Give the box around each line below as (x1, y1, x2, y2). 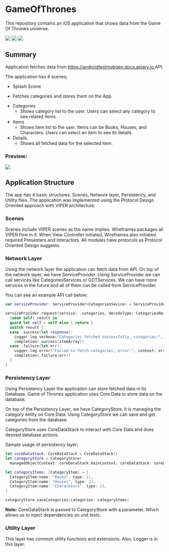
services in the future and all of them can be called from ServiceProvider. (5, 283, 157, 289)
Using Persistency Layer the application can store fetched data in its (5, 386, 147, 392)
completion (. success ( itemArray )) (14, 339, 84, 344)
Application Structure (5, 178, 74, 187)
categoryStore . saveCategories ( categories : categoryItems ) (5, 498, 129, 503)
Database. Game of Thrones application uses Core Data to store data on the (5, 391, 162, 397)
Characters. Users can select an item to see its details (20, 129, 132, 135)
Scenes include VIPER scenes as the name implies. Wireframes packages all (5, 226, 163, 232)
